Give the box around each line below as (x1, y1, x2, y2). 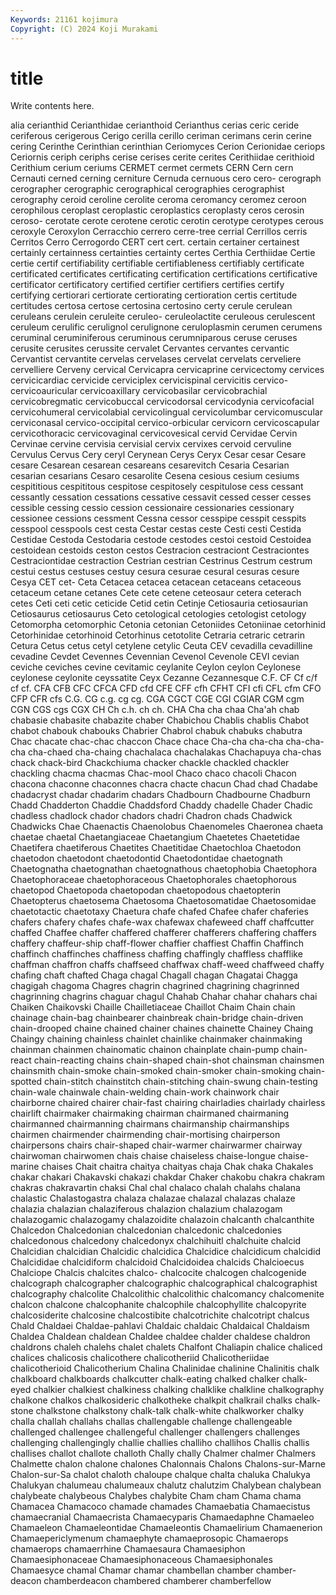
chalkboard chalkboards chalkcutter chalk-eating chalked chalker (10, 1373, 280, 1385)
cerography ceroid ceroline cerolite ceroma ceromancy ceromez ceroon (10, 194, 307, 206)
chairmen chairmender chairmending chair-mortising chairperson (10, 1129, 281, 1141)
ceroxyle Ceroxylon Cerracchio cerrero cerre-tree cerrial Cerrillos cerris (10, 226, 308, 238)
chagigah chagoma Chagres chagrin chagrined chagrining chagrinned (10, 980, 300, 992)
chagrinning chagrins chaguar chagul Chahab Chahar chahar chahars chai (10, 991, 318, 1003)
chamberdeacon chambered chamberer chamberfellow (43, 1575, 272, 1587)
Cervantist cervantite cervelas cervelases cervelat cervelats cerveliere (10, 353, 302, 365)
